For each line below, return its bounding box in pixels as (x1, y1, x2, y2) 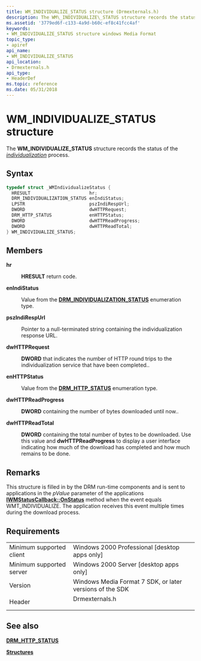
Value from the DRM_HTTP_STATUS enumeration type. (21, 385, 158, 392)
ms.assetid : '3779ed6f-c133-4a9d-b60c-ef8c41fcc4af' (6, 20, 141, 26)
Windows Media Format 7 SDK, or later (72, 577, 182, 586)
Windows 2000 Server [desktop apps (72, 560, 179, 568)
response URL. (21, 332, 58, 339)
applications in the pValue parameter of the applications (6, 490, 144, 497)
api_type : (6, 70, 31, 76)
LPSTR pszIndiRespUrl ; (11, 201, 130, 207)
